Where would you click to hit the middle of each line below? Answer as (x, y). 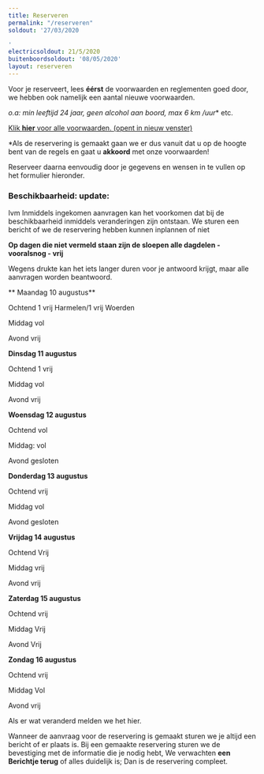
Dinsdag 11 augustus (43, 354)
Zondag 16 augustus (43, 659)
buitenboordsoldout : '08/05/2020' (65, 59)
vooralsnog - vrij (36, 254)
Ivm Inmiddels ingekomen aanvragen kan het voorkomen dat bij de (116, 213)
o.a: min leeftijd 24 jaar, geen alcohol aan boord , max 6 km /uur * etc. (121, 112)
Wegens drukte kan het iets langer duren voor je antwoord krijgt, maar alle (129, 269)
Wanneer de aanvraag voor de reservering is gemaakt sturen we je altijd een (132, 736)
